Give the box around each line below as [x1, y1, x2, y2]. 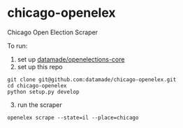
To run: [7, 41, 28, 50]
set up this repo [17, 62, 63, 71]
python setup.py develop [7, 88, 80, 95]
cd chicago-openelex [7, 82, 68, 89]
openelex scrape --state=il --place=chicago [7, 114, 139, 121]
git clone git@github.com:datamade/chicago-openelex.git [7, 76, 177, 83]
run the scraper [17, 100, 63, 109]
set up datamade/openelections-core [17, 55, 125, 64]
